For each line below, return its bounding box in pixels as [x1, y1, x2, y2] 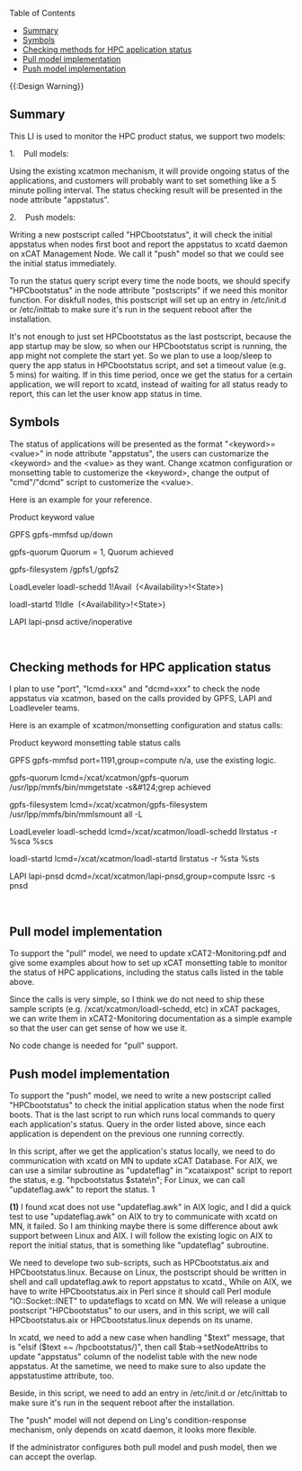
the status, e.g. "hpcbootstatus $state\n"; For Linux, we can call [9, 1175, 245, 1186]
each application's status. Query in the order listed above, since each [9, 1119, 266, 1130]
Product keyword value [9, 511, 95, 522]
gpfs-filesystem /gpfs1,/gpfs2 [9, 564, 120, 574]
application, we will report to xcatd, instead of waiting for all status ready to [9, 378, 289, 390]
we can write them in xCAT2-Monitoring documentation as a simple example [9, 1013, 293, 1024]
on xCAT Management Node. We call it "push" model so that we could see [9, 248, 285, 259]
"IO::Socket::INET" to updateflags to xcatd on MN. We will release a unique [9, 1295, 287, 1306]
